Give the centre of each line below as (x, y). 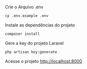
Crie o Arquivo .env (24, 7)
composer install (22, 34)
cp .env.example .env (27, 16)
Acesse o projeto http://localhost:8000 (43, 61)
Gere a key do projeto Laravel (34, 43)
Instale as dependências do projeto (40, 25)
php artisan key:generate (31, 52)
